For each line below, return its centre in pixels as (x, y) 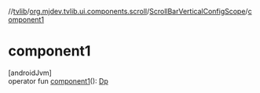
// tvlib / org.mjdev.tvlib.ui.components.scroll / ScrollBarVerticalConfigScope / (128, 11)
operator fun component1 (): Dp (58, 80)
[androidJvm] (30, 73)
